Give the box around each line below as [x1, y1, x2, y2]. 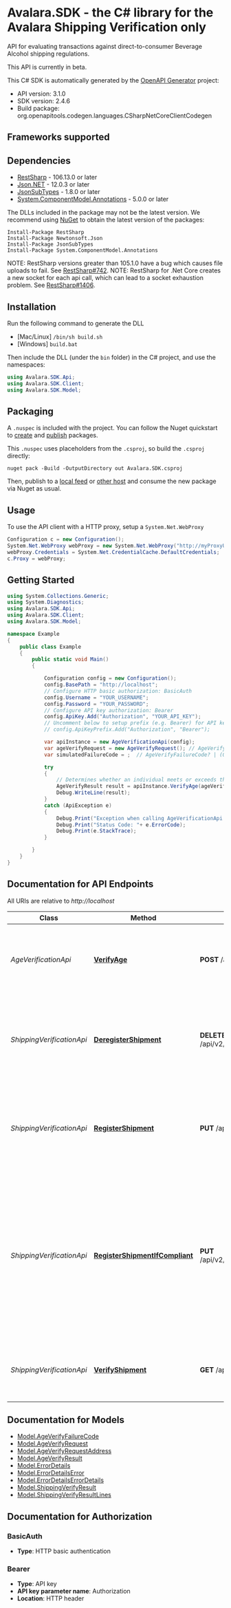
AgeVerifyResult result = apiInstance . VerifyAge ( [56, 783, 201, 790]
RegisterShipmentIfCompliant [93, 1250, 194, 1260]
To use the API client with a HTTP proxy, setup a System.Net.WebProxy [7, 523, 204, 531]
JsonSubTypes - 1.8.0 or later [16, 188, 101, 196]
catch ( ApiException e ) [43, 802, 112, 809]
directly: [7, 452, 31, 460]
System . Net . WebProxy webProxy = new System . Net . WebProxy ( [7, 542, 177, 550]
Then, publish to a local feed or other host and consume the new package [7, 477, 217, 486]
